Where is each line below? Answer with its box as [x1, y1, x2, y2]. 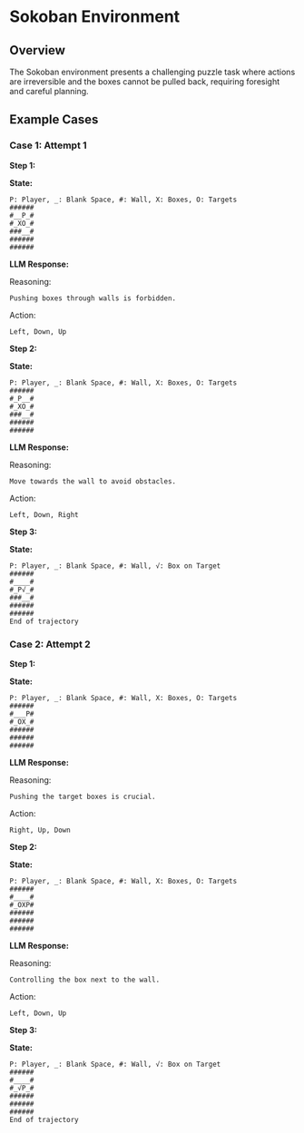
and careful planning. [9, 86, 89, 96]
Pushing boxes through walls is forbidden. [9, 293, 177, 303]
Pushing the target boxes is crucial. [9, 792, 156, 801]
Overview [9, 43, 66, 58]
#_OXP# [9, 900, 34, 909]
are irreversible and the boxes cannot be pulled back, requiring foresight [9, 76, 280, 87]
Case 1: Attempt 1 [9, 139, 88, 151]
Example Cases [9, 112, 99, 128]
